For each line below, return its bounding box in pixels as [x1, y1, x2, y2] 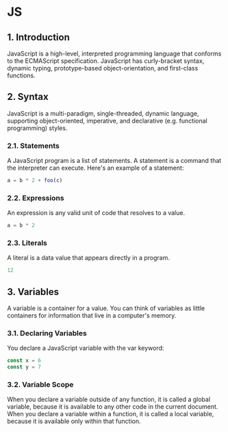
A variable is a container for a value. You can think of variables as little [7, 304, 205, 312]
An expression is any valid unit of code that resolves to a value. [7, 209, 186, 217]
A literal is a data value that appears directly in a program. [7, 254, 170, 262]
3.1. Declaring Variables [7, 329, 87, 338]
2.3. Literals [7, 238, 48, 248]
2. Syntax [7, 91, 49, 103]
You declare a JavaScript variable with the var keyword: [7, 344, 164, 353]
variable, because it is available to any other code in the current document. [7, 403, 218, 411]
